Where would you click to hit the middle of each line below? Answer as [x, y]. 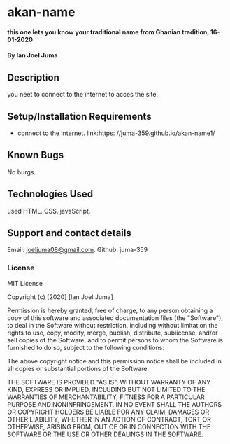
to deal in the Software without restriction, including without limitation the [113, 325]
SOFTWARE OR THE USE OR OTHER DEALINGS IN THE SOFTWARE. [105, 434]
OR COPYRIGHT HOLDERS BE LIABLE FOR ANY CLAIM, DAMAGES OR [108, 412]
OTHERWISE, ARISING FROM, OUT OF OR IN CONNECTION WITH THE [109, 426]
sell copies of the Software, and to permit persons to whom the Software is [115, 340]
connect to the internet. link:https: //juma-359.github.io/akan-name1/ [116, 133]
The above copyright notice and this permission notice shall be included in [114, 361]
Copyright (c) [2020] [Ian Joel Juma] [60, 297]
